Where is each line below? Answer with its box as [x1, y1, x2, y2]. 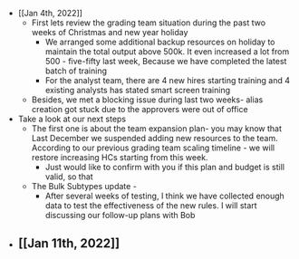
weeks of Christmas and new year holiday [31, 27, 188, 37]
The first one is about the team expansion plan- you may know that [31, 123, 283, 134]
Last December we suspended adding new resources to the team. [31, 133, 278, 143]
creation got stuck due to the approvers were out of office [31, 104, 248, 114]
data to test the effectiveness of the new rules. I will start [44, 200, 257, 211]
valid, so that [44, 171, 93, 182]
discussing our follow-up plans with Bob [44, 210, 196, 220]
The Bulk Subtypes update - [31, 181, 138, 191]
